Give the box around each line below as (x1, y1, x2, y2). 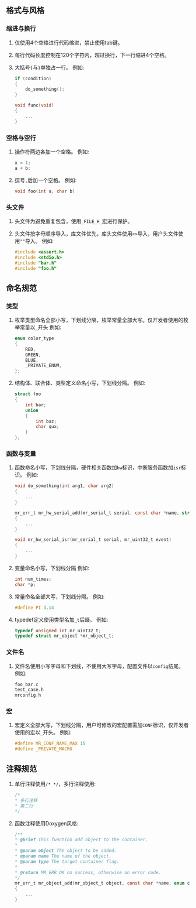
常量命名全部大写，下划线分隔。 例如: (14, 593, 105, 600)
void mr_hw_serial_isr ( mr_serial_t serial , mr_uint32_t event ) (14, 537, 172, 543)
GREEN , (25, 352, 41, 358)
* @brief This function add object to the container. (14, 837, 148, 843)
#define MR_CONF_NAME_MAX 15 (14, 741, 86, 746)
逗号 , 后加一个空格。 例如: (14, 176, 77, 183)
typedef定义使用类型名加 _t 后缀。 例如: (14, 616, 108, 623)
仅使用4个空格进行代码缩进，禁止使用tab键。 (14, 39, 123, 46)
